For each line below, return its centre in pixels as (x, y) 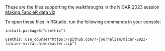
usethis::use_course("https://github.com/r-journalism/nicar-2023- (77, 39)
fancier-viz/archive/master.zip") (41, 44)
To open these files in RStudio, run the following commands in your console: (83, 22)
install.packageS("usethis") (35, 31)
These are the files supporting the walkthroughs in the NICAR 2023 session (82, 7)
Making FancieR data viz (30, 12)
